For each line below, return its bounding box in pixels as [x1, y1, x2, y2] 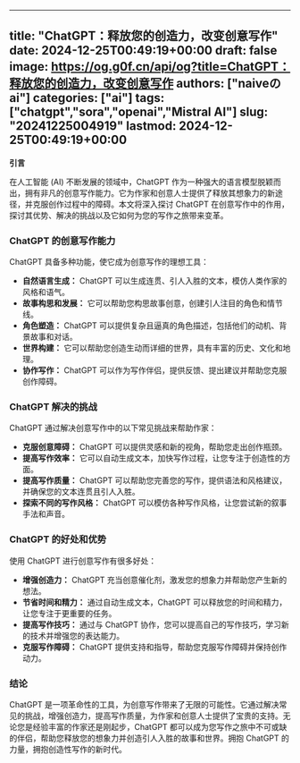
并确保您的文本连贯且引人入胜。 [21, 487, 140, 497]
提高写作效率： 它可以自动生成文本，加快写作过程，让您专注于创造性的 [21, 453, 283, 463]
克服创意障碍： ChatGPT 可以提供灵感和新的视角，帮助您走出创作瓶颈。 [21, 442, 287, 453]
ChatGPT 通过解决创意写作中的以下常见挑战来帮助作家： [9, 422, 217, 434]
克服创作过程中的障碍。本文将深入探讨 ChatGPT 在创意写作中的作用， [32, 199, 290, 209]
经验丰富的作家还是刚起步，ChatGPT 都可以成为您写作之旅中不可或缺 [32, 722, 287, 732]
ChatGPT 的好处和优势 [9, 533, 107, 546]
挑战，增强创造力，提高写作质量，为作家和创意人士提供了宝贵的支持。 [24, 710, 283, 721]
